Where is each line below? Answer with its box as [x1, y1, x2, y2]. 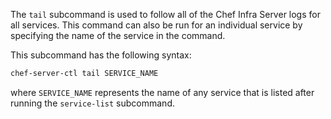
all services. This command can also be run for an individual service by [10, 19, 303, 31]
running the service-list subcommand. [10, 97, 175, 109]
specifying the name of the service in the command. [10, 30, 226, 41]
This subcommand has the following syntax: [10, 49, 192, 61]
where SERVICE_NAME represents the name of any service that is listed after [10, 86, 315, 98]
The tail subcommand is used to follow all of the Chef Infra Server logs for [10, 9, 321, 20]
